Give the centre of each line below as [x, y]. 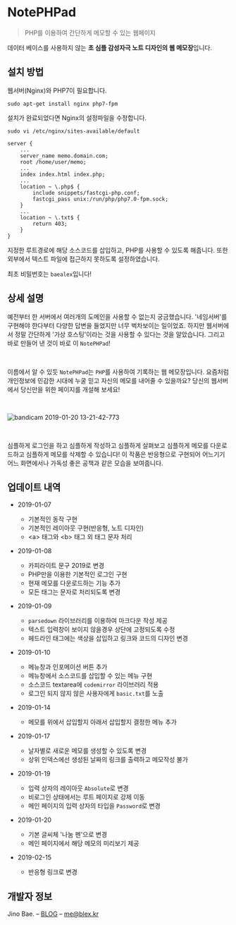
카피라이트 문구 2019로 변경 [66, 566]
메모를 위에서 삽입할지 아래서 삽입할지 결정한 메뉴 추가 [103, 722]
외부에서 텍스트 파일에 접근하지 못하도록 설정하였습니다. [83, 259]
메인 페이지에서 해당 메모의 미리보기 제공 [83, 843]
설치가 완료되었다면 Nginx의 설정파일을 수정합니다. [77, 118]
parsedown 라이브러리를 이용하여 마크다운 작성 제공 [98, 621]
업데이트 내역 [34, 487]
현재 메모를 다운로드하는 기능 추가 [74, 584]
